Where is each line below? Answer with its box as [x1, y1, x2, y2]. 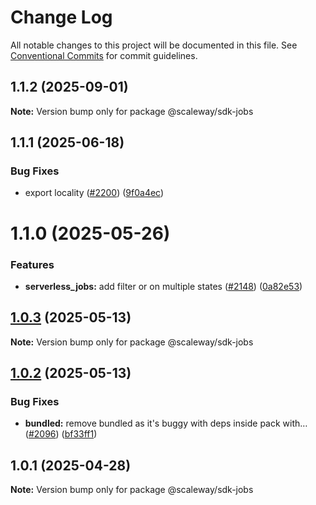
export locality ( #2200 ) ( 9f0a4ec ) [24, 187, 165, 199]
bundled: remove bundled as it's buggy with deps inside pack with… [24, 417, 308, 430]
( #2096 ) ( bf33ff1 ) [24, 428, 98, 440]
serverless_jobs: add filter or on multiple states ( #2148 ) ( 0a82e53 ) [24, 280, 303, 292]
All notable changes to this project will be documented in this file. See [10, 39, 298, 51]
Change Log [10, 6, 113, 29]
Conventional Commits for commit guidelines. [10, 49, 198, 61]
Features [10, 257, 55, 271]
